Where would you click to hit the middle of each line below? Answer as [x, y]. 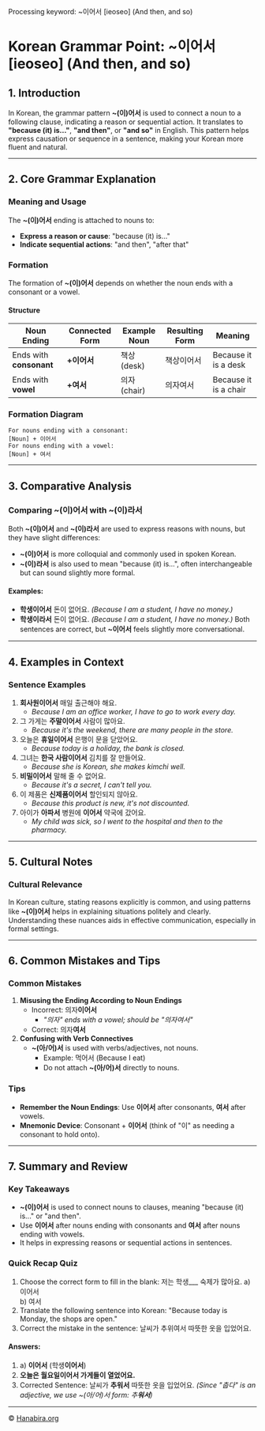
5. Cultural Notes [50, 862]
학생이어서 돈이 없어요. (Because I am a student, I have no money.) [126, 609]
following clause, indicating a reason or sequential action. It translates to [126, 122]
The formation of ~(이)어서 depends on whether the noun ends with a [121, 282]
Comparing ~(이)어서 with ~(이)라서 [76, 510]
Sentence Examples [47, 684]
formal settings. [34, 929]
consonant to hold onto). [60, 1134]
